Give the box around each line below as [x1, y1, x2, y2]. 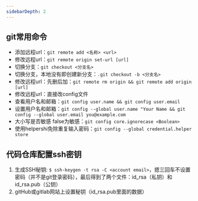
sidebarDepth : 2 [6, 8, 46, 15]
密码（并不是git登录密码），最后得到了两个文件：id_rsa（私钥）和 [14, 173, 173, 180]
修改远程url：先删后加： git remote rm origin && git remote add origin [14, 78, 192, 85]
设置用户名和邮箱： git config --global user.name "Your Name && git [14, 106, 186, 113]
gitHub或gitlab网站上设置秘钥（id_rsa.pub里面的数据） [14, 188, 147, 195]
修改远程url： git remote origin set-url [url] [14, 56, 129, 63]
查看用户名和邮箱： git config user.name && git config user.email [14, 98, 180, 105]
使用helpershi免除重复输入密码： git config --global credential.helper [14, 125, 192, 133]
